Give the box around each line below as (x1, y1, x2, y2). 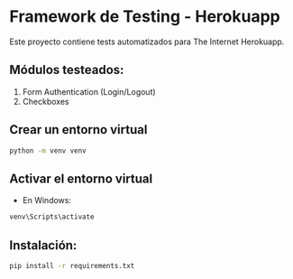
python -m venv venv (9, 146, 87, 155)
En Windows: (22, 195, 72, 206)
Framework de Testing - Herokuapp (9, 6, 281, 27)
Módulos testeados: (9, 62, 124, 78)
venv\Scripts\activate (9, 212, 95, 222)
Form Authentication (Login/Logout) (22, 86, 156, 97)
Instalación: (9, 237, 78, 253)
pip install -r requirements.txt (9, 261, 135, 270)
